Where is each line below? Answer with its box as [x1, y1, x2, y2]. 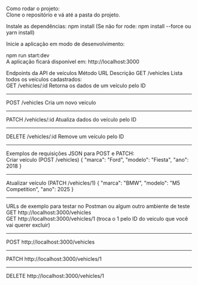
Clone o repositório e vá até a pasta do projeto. [6, 11, 121, 18]
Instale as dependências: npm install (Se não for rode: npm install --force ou [6, 23, 192, 30]
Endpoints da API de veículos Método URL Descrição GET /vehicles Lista [6, 70, 183, 76]
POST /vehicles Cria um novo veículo [6, 99, 96, 106]
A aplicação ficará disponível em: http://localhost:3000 [6, 58, 140, 65]
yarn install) [6, 29, 35, 36]
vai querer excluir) [6, 221, 51, 228]
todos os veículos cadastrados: [6, 76, 82, 83]
